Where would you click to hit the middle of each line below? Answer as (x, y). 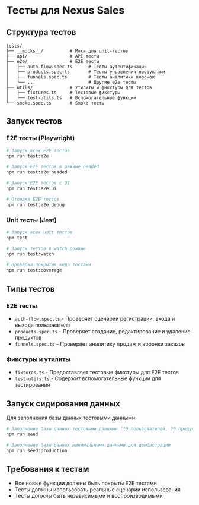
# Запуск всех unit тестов (39, 232)
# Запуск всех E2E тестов (38, 150)
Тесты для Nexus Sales (65, 10)
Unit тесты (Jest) (32, 220)
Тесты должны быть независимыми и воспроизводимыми (89, 496)
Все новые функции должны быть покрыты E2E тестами (86, 483)
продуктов (28, 337)
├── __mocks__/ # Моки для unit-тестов (67, 51)
